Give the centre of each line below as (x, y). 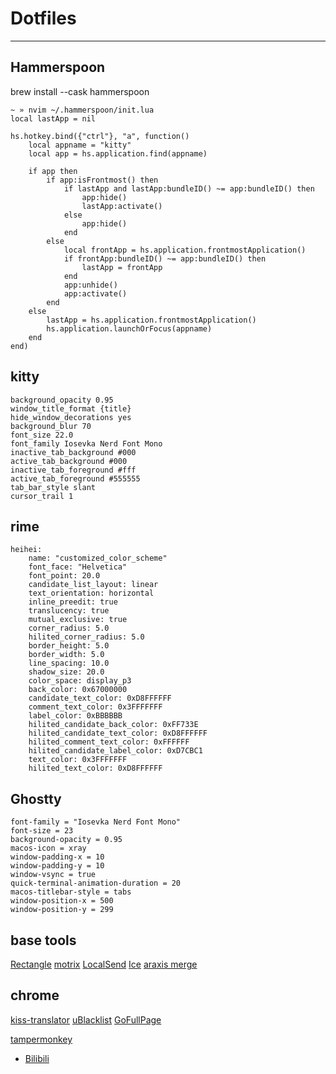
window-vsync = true (53, 875)
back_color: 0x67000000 (78, 690)
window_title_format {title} (71, 408)
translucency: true (69, 611)
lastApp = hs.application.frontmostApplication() (151, 320)
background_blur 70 (51, 426)
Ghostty (36, 798)
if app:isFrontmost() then (102, 180)
